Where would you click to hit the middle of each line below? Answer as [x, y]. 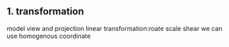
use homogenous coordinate [49, 36]
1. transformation [46, 12]
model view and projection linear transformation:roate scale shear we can [114, 28]
